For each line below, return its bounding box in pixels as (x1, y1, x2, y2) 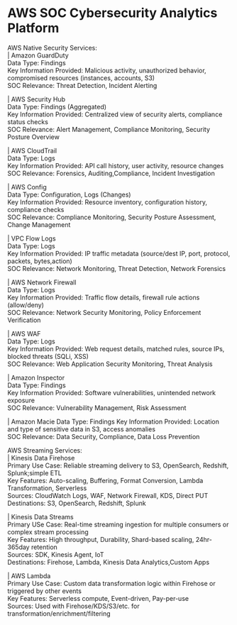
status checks (7, 117, 48, 126)
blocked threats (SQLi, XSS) (7, 352, 89, 360)
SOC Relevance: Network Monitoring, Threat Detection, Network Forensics (7, 264, 226, 272)
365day (7, 543, 30, 551)
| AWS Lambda (7, 571, 51, 580)
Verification (7, 316, 41, 324)
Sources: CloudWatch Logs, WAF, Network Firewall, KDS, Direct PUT (7, 491, 209, 499)
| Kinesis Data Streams (7, 512, 74, 521)
